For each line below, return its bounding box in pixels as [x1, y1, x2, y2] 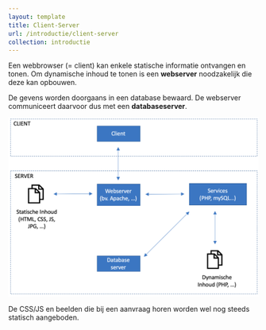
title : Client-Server [8, 21, 80, 29]
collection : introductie [8, 38, 91, 46]
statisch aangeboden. [8, 313, 79, 322]
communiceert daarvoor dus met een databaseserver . [8, 102, 188, 111]
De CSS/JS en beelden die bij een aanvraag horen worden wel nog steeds [8, 305, 250, 314]
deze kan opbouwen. [8, 78, 77, 87]
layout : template [8, 13, 66, 21]
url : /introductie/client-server [8, 29, 119, 37]
